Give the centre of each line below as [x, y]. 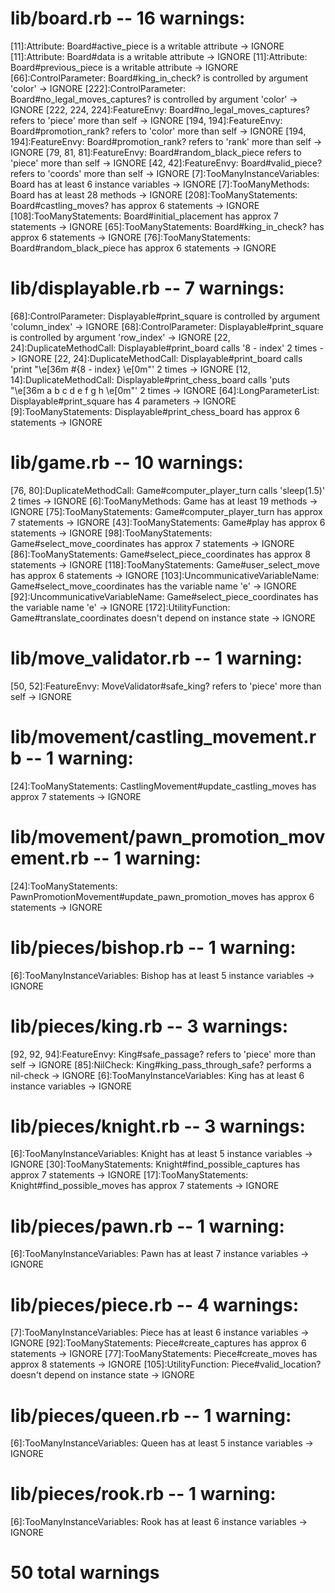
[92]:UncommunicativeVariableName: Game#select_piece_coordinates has [164, 596]
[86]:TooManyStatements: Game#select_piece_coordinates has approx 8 [160, 554]
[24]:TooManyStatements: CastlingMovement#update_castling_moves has [163, 786]
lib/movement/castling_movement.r [163, 736]
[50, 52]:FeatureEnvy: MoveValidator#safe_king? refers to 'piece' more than [166, 686]
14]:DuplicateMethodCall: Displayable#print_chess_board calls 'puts [150, 379]
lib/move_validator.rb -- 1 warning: [156, 658]
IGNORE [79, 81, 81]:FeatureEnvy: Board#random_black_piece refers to [156, 152]
